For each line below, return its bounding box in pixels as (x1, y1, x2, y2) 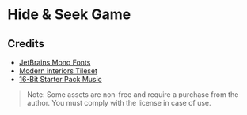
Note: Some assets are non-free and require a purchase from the (26, 90, 239, 99)
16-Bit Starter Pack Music (18, 75, 102, 83)
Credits (7, 37, 45, 50)
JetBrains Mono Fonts (18, 57, 91, 67)
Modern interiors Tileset (18, 66, 98, 76)
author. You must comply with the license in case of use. (26, 98, 211, 107)
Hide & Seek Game (7, 6, 131, 24)
